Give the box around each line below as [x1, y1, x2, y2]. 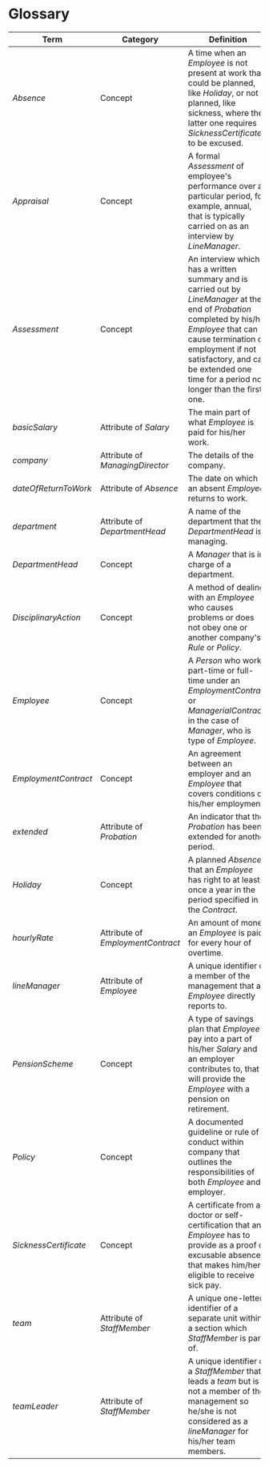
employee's [187, 170, 232, 181]
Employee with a [187, 1083, 250, 1094]
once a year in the [187, 884, 256, 895]
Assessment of [187, 160, 244, 171]
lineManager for [187, 1425, 249, 1437]
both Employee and [187, 1176, 261, 1188]
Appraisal [12, 195, 50, 207]
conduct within [187, 1136, 244, 1147]
